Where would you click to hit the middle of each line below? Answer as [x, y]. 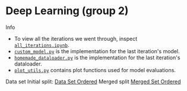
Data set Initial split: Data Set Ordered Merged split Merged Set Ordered [93, 82]
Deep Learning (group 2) [67, 11]
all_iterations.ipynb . [42, 45]
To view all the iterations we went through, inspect [76, 38]
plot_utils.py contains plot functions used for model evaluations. [95, 70]
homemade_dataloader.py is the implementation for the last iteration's [97, 57]
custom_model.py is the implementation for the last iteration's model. [97, 51]
